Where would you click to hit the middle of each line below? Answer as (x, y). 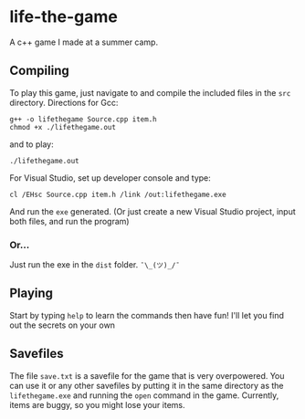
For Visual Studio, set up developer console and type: (110, 178)
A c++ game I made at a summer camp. (84, 42)
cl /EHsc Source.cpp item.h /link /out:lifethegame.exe (118, 194)
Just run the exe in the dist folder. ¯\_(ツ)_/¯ (95, 265)
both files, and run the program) (69, 221)
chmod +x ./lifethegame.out (63, 127)
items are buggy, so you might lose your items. (97, 404)
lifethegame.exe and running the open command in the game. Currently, (144, 395)
